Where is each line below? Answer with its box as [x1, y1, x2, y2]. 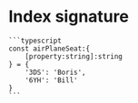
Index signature [8, 6, 129, 27]
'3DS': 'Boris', [25, 68, 87, 77]
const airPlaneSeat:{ [8, 43, 91, 53]
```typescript [8, 36, 63, 45]
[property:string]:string [25, 51, 123, 61]
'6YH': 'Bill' [25, 75, 78, 85]
